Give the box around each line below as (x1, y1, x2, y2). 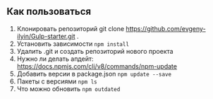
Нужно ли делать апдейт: (16, 54, 94, 63)
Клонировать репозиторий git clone (16, 24, 125, 33)
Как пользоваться (6, 6, 92, 18)
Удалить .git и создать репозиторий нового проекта (16, 47, 174, 55)
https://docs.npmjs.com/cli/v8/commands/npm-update (16, 62, 178, 70)
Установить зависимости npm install (16, 39, 130, 48)
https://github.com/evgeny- (126, 24, 206, 33)
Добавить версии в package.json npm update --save (16, 69, 172, 78)
